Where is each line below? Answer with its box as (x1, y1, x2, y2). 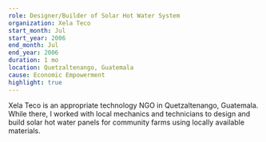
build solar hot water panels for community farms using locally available (8, 117, 245, 127)
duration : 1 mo (8, 57, 59, 65)
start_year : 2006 (8, 34, 66, 42)
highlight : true (8, 78, 62, 86)
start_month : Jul (8, 26, 66, 34)
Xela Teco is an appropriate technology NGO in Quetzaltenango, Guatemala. (8, 101, 259, 110)
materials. (8, 125, 42, 136)
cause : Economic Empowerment (8, 71, 105, 79)
